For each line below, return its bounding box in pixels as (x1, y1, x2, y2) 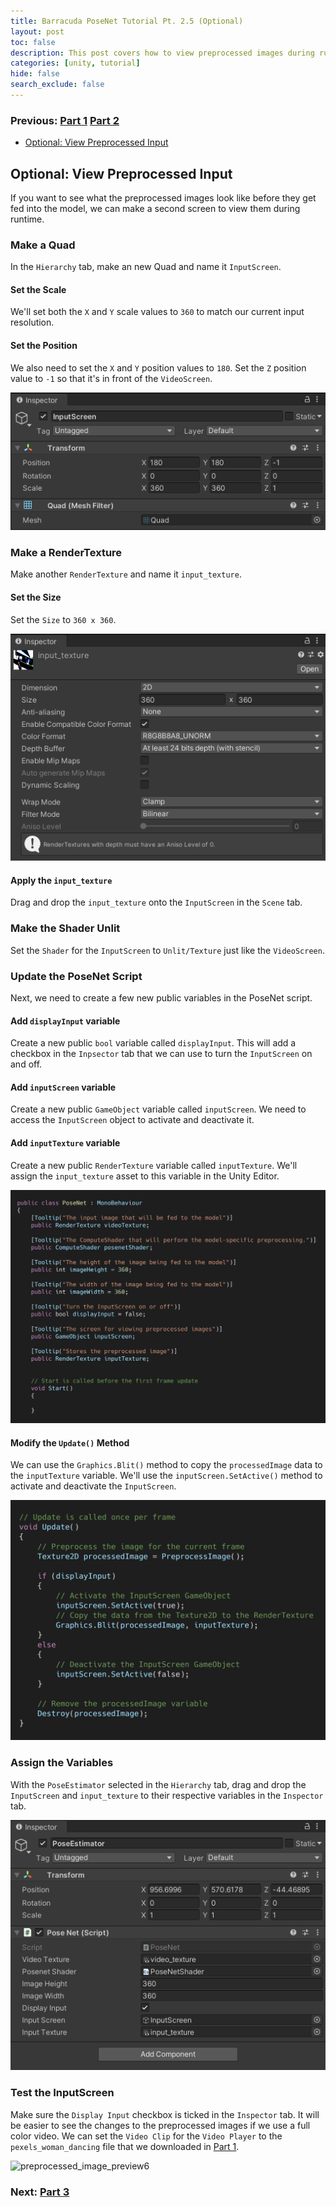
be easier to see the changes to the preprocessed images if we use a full (10, 2119, 311, 2131)
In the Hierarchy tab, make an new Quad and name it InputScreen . (10, 261, 282, 273)
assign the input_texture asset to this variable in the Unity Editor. (10, 1170, 280, 1182)
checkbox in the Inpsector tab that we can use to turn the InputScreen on (10, 1048, 313, 1060)
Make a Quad (10, 238, 76, 252)
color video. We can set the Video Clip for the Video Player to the (10, 2130, 283, 2142)
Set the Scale (10, 283, 67, 295)
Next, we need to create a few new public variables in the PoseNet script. (10, 992, 313, 1004)
